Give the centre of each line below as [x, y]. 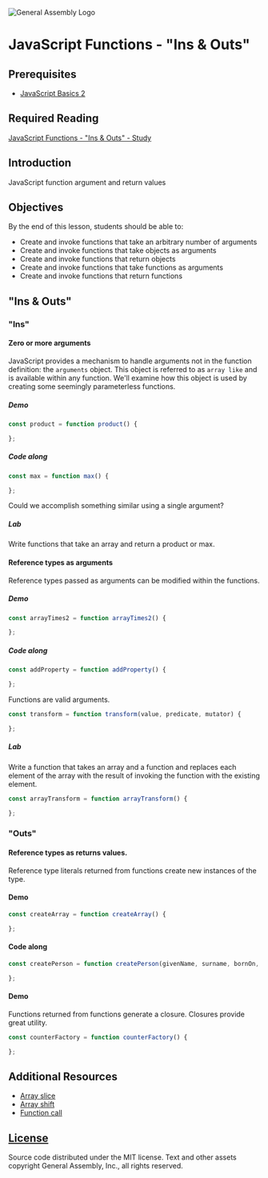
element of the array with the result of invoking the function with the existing [134, 775]
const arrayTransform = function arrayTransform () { [98, 799]
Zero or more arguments [50, 343]
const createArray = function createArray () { [87, 914]
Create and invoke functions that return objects [98, 259]
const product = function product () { [73, 424]
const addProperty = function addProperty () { [87, 670]
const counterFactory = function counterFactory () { [98, 1037]
